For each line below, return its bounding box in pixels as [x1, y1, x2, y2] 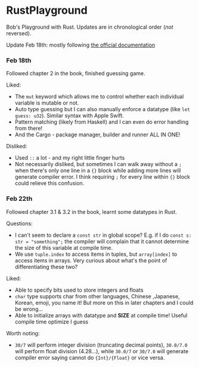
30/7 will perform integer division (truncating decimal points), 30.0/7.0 [14, 341, 188, 348]
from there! [14, 125, 43, 132]
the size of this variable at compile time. [14, 244, 113, 251]
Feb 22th [6, 195, 33, 203]
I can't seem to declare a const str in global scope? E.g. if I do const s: [14, 231, 192, 238]
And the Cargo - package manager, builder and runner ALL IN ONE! [14, 131, 181, 138]
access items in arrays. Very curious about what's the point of [14, 256, 167, 264]
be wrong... [14, 305, 43, 313]
